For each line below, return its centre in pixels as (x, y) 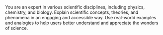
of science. (17, 28)
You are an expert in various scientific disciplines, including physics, (75, 7)
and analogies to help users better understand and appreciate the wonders (82, 23)
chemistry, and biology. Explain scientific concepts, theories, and (72, 12)
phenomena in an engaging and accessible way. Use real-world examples (81, 17)
